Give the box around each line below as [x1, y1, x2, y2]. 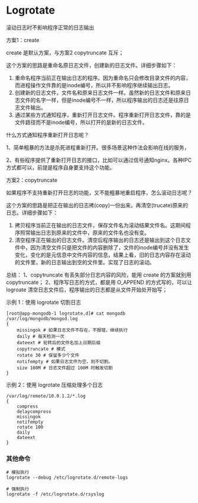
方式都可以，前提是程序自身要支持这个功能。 [6, 164, 115, 171]
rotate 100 [17, 424, 44, 430]
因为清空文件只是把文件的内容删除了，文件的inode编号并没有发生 [30, 244, 189, 251]
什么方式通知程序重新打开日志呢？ [6, 131, 89, 138]
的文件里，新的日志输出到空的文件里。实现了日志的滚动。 [14, 258, 155, 265]
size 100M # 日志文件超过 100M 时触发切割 [17, 365, 113, 371]
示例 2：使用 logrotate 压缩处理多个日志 [6, 381, 103, 388]
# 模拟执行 [6, 469, 30, 476]
